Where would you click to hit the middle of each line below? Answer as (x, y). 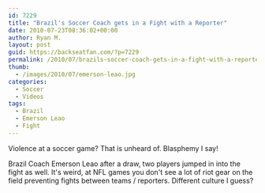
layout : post (30, 45)
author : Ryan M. (35, 38)
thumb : (19, 67)
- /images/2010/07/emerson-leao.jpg (75, 74)
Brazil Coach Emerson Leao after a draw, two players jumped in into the (124, 164)
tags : (17, 104)
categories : (28, 81)
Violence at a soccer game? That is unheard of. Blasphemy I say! (113, 148)
